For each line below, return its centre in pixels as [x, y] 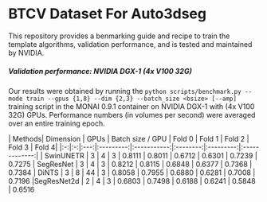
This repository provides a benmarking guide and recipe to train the [119, 36]
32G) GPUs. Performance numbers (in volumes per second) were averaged [132, 115]
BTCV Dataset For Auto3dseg [108, 14]
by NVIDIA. [26, 52]
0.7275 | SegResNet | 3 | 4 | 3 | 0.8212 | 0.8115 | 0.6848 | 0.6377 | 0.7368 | [130, 164]
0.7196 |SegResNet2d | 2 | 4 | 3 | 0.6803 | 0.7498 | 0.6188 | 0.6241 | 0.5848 [132, 181]
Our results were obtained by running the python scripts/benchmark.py [125, 91]
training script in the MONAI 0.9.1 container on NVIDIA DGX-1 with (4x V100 [132, 106]
